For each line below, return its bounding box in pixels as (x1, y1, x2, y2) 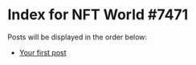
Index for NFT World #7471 (7, 6, 189, 24)
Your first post (18, 47, 67, 57)
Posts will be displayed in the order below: (7, 32, 148, 42)
